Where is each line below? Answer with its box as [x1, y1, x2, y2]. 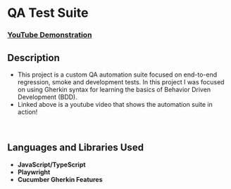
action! [17, 107, 38, 116]
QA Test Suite [7, 5, 89, 21]
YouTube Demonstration [7, 30, 92, 40]
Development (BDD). [17, 93, 77, 101]
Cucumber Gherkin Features [17, 175, 104, 183]
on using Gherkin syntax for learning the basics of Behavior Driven [17, 85, 211, 93]
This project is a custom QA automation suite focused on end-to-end [17, 70, 218, 79]
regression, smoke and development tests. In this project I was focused [17, 77, 225, 86]
